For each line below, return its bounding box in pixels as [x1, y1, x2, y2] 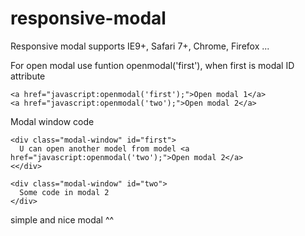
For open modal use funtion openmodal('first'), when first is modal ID [10, 59, 295, 71]
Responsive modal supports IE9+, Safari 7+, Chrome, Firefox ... [10, 40, 270, 52]
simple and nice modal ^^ [10, 213, 115, 226]
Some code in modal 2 [19, 187, 110, 197]
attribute [10, 70, 46, 82]
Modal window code [10, 115, 95, 127]
